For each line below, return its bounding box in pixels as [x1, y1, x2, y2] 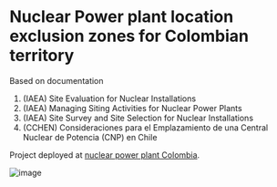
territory [9, 46, 75, 66]
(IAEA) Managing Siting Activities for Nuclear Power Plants [22, 102, 243, 113]
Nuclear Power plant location [9, 6, 234, 27]
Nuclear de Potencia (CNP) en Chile [22, 131, 158, 142]
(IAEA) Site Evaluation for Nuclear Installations [22, 93, 197, 104]
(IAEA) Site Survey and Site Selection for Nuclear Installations [22, 112, 253, 123]
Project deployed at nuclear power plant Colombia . [9, 149, 200, 161]
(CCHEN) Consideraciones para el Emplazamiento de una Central [22, 121, 269, 133]
